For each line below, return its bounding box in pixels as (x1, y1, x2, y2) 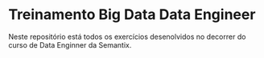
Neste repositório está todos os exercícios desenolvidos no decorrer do (8, 32, 246, 41)
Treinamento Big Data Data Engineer (8, 6, 256, 24)
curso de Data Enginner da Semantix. (8, 40, 132, 49)
